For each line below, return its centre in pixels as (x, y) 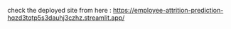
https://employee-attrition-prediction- (168, 10)
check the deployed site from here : (59, 10)
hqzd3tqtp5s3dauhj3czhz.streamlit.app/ (66, 18)
